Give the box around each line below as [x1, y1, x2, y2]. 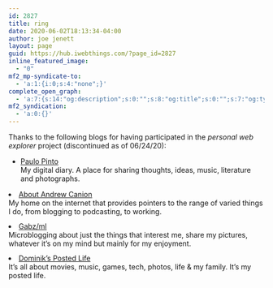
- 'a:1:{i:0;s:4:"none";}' [15, 80, 107, 88]
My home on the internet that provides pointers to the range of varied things [8, 198, 263, 208]
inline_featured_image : [8, 58, 89, 66]
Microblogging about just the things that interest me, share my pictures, [8, 230, 248, 239]
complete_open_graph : [8, 87, 82, 96]
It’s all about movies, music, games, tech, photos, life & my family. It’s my [8, 262, 252, 272]
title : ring [8, 19, 49, 28]
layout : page [8, 42, 53, 50]
